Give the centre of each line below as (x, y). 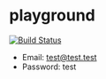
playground (52, 16)
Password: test (49, 67)
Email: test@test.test (59, 57)
